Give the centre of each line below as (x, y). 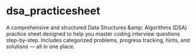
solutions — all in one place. (41, 46)
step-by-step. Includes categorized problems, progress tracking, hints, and (98, 40)
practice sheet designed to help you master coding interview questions (93, 33)
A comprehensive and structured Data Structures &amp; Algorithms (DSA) (97, 27)
